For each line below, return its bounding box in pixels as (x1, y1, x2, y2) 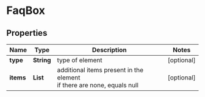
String (32, 56, 51, 64)
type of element (57, 56, 103, 64)
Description (92, 46, 127, 54)
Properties (6, 28, 48, 38)
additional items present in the (57, 66, 144, 74)
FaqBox (6, 4, 46, 18)
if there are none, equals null (57, 81, 139, 89)
